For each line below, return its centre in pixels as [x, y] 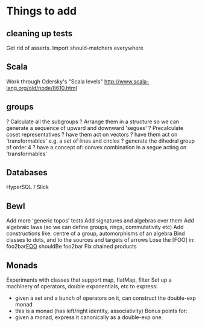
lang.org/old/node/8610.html [42, 88]
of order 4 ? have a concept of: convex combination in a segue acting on [96, 147]
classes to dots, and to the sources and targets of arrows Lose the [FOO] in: [100, 240]
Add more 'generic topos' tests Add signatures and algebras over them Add [100, 221]
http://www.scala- [127, 81]
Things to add [42, 11]
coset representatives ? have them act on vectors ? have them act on [92, 134]
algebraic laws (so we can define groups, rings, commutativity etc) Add [95, 227]
